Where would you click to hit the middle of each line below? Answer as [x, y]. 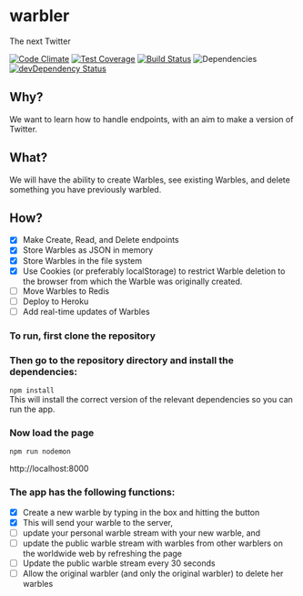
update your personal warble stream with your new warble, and [141, 533]
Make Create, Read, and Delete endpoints [101, 240]
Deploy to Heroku [56, 301]
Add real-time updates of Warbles [86, 311]
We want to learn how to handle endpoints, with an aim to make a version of [151, 119]
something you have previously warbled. [86, 189]
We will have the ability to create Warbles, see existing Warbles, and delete [150, 180]
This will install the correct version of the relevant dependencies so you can [151, 400]
